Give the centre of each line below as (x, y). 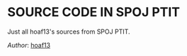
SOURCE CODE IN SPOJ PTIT (94, 12)
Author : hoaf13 (29, 45)
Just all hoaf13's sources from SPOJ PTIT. (69, 31)
